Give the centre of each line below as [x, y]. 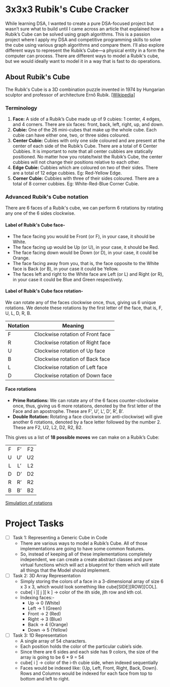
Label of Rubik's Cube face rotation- [44, 291]
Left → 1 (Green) [45, 608]
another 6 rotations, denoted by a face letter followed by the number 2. [87, 422]
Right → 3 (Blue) [45, 619]
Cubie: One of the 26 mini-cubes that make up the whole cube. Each [84, 130]
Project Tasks [35, 524]
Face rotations [21, 389]
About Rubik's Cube [38, 77]
